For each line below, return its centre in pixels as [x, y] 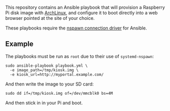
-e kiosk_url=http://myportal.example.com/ [57, 74]
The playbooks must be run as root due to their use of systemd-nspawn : [80, 56]
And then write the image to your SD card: [50, 84]
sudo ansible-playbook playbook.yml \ [46, 66]
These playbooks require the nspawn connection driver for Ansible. [76, 28]
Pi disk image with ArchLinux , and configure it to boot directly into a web [82, 13]
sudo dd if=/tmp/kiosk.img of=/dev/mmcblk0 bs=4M [59, 93]
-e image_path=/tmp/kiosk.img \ [44, 70]
